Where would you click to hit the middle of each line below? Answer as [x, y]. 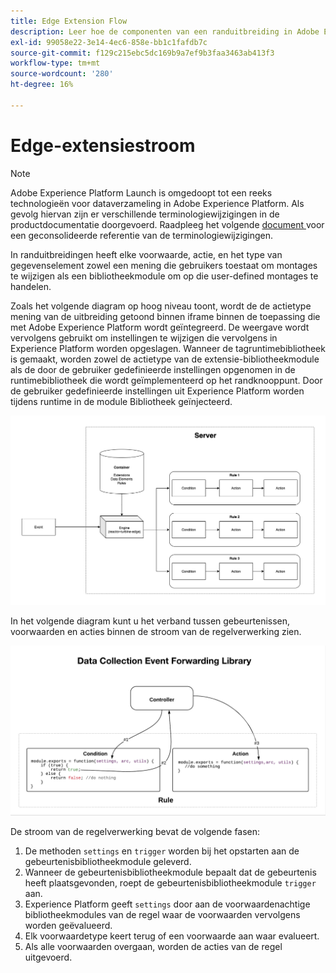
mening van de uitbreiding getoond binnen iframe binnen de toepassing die [165, 316]
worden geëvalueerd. [68, 926]
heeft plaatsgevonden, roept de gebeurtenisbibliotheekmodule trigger [170, 883]
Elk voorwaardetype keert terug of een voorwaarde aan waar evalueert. [172, 936]
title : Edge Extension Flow [69, 21]
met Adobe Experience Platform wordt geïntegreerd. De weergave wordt [160, 327]
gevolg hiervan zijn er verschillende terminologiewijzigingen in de [145, 214]
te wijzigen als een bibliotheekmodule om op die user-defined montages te [164, 276]
